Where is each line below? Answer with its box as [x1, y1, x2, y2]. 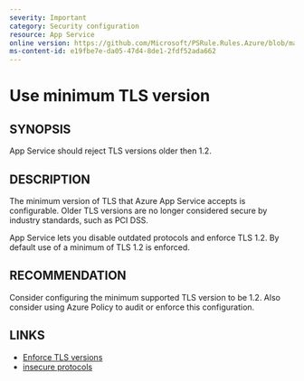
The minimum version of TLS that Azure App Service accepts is [9, 195, 246, 206]
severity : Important [9, 13, 88, 23]
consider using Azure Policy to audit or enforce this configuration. [9, 302, 255, 312]
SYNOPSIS [9, 121, 71, 136]
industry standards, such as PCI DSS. [9, 214, 149, 226]
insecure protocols [22, 361, 93, 372]
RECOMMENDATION [9, 268, 127, 283]
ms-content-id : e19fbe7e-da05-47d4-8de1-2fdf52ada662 [9, 47, 217, 56]
